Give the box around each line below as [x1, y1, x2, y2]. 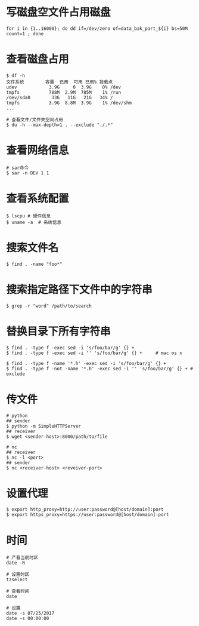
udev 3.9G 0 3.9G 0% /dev [6, 84, 121, 90]
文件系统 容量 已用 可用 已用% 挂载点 [6, 79, 113, 85]
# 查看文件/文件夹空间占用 [6, 116, 64, 122]
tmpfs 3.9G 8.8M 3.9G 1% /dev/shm [6, 100, 132, 106]
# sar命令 [6, 165, 29, 171]
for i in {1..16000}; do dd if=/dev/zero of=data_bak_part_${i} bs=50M [6, 25, 188, 32]
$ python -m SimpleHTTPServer [6, 423, 82, 429]
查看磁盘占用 [6, 53, 70, 66]
